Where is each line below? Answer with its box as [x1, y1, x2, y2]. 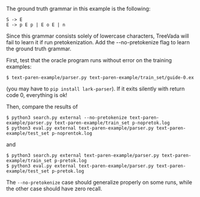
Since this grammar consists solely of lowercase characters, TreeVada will [6, 32, 189, 40]
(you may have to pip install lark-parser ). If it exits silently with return [6, 85, 185, 92]
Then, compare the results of [6, 103, 78, 110]
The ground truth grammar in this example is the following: [6, 5, 151, 12]
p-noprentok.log [51, 131, 93, 137]
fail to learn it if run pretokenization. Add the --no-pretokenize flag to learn [6, 39, 190, 46]
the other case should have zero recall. [6, 185, 103, 192]
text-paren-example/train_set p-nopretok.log [54, 120, 170, 126]
